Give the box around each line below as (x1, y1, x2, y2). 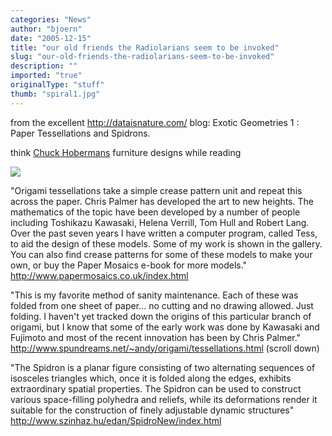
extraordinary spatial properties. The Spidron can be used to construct (10, 382, 302, 395)
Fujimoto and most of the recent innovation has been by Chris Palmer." (10, 331, 302, 343)
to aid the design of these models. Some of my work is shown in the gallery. (10, 237, 323, 250)
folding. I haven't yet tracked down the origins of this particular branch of (10, 310, 312, 322)
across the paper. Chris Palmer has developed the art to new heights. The (10, 195, 314, 207)
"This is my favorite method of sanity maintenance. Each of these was (10, 289, 299, 301)
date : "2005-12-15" (10, 33, 92, 43)
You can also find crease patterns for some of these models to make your (10, 248, 313, 260)
